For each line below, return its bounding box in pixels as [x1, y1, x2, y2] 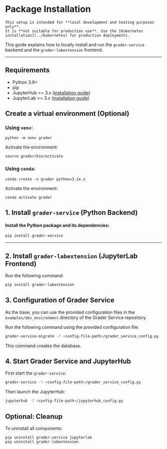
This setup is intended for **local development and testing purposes [5, 20, 155, 25]
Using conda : [5, 165, 36, 172]
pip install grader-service [5, 233, 64, 238]
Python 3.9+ [12, 79, 38, 85]
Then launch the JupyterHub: [5, 389, 66, 395]
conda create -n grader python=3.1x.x [5, 176, 85, 182]
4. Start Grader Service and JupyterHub [5, 357, 131, 366]
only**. [5, 24, 21, 29]
